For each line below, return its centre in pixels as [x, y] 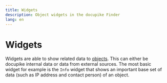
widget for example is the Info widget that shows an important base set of [84, 70]
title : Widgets [22, 10]
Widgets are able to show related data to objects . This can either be [77, 59]
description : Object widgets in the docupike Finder [63, 15]
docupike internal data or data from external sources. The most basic [78, 64]
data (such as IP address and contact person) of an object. [67, 75]
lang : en [15, 19]
